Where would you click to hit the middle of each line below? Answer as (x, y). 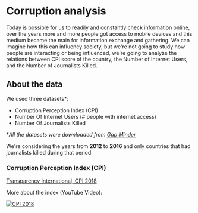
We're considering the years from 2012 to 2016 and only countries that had (98, 146)
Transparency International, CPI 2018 (51, 181)
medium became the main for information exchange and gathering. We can (98, 40)
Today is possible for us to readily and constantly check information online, (98, 27)
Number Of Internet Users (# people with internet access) (85, 116)
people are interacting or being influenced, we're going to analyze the (92, 53)
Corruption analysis (56, 11)
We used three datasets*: (37, 98)
